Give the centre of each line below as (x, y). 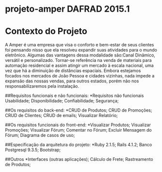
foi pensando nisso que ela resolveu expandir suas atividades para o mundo (81, 50)
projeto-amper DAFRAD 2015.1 (67, 9)
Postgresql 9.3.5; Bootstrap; (33, 150)
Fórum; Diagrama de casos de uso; (40, 135)
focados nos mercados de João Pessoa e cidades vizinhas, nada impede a (80, 76)
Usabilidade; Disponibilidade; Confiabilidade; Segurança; (62, 101)
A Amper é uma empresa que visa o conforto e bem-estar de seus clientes (80, 45)
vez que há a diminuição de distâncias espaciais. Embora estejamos (73, 71)
